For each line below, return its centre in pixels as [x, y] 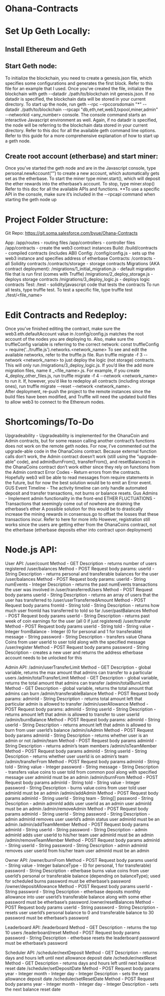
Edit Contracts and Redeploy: [66, 315]
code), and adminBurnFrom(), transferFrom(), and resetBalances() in [86, 462]
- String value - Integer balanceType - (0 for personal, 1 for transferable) [78, 865]
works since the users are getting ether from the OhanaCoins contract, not [81, 525]
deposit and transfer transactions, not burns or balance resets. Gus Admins [82, 493]
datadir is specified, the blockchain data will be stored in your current [75, 99]
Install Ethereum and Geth [46, 49]
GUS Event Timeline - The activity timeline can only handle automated [76, 488]
